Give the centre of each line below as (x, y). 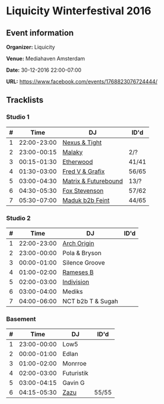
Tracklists (25, 100)
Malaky (73, 152)
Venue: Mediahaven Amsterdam (46, 58)
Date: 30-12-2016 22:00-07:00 (44, 70)
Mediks (73, 291)
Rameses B (78, 272)
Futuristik (75, 373)
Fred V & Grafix (83, 171)
